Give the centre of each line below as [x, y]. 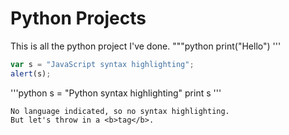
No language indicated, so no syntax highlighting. [120, 111]
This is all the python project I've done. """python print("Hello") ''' [146, 46]
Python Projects [78, 18]
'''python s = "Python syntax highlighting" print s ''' [116, 93]
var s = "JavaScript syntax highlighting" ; [102, 64]
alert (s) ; [31, 73]
